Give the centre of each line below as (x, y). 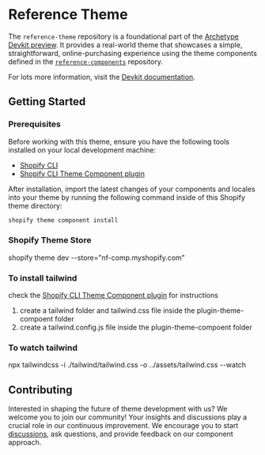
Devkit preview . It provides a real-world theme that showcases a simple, (125, 44)
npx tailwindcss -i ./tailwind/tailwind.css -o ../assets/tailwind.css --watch (127, 365)
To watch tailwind (43, 348)
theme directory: (35, 205)
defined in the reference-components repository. (86, 62)
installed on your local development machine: (82, 150)
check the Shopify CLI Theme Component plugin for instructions (114, 295)
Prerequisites (34, 124)
